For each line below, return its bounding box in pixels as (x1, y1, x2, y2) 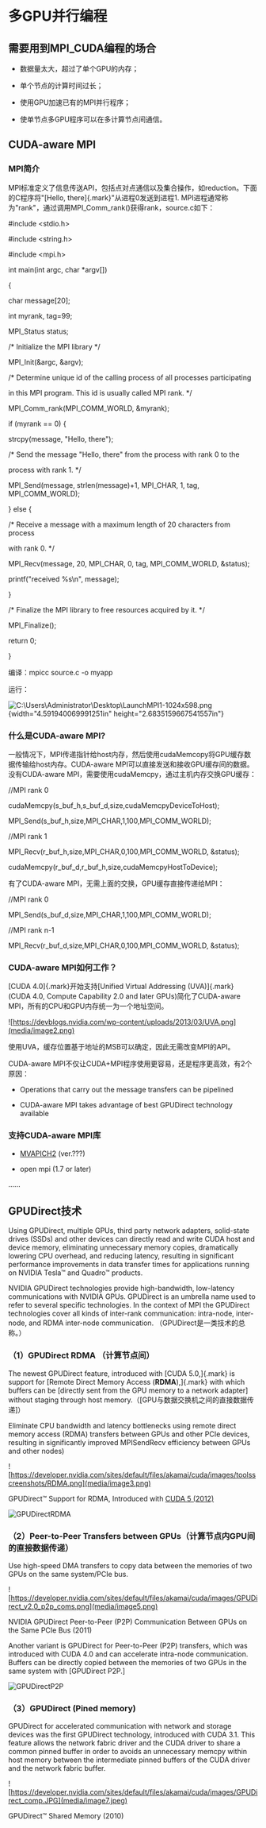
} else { (8, 504, 32, 513)
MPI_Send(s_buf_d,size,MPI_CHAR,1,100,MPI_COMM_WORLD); (8, 910, 211, 919)
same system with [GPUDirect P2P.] (8, 1666, 125, 1675)
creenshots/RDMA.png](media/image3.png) (8, 1478, 152, 1488)
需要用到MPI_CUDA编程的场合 (8, 41, 157, 55)
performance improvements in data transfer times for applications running (8, 1260, 250, 1270)
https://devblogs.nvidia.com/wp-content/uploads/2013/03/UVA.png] (13, 1018, 237, 1027)
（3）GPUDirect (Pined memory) (8, 1702, 136, 1714)
